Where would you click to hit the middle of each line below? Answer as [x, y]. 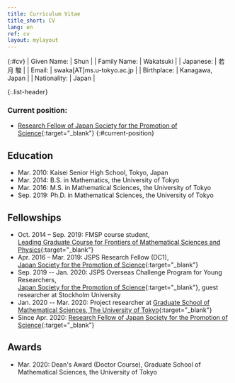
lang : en [20, 27]
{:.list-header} [28, 92]
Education [30, 156]
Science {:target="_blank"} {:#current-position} [86, 133]
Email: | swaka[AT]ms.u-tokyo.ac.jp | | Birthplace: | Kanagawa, [121, 70]
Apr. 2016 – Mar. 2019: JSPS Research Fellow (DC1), [93, 257]
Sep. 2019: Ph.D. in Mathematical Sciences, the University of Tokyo [115, 195]
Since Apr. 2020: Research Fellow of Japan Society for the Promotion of [123, 318]
